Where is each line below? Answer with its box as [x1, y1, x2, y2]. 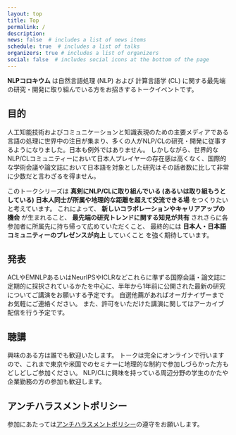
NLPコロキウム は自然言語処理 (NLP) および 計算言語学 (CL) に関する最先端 [7, 76, 226, 84]
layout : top [7, 10, 42, 18]
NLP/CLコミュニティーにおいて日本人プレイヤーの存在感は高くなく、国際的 [7, 154, 227, 163]
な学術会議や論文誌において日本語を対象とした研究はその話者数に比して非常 [7, 163, 230, 171]
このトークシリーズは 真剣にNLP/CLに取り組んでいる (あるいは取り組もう [7, 187, 221, 195]
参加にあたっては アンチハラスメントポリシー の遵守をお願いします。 [7, 420, 204, 428]
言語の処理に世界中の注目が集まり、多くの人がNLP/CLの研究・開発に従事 [7, 137, 221, 145]
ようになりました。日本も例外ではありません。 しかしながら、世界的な [13, 145, 219, 153]
